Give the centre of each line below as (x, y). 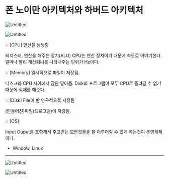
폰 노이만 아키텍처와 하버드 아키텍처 (74, 10)
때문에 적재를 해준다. (25, 89)
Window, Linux (28, 148)
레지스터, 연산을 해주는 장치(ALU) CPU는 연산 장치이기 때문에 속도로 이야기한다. (83, 55)
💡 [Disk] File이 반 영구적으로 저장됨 (40, 100)
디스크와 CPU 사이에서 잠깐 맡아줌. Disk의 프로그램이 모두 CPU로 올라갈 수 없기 (83, 83)
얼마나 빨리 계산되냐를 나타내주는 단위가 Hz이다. (52, 62)
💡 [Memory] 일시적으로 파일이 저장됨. (43, 72)
